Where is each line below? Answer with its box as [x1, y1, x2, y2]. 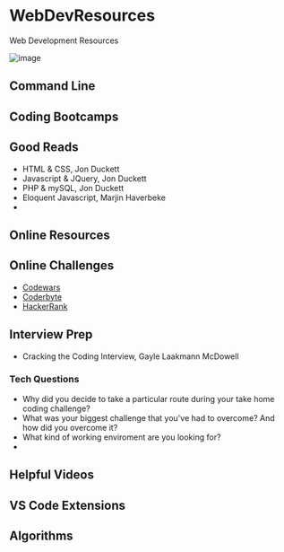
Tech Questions [9, 373, 80, 386]
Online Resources [9, 227, 110, 242]
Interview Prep [9, 327, 93, 342]
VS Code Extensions [9, 497, 126, 513]
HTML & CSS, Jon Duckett [22, 163, 120, 174]
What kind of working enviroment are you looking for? [22, 432, 221, 442]
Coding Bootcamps [9, 109, 119, 124]
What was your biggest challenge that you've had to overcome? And [22, 412, 275, 423]
